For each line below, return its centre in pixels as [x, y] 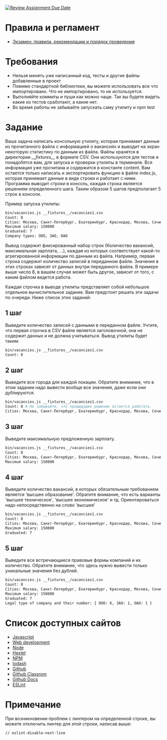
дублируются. [20, 393]
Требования [32, 62]
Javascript [23, 637]
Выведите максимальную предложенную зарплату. [60, 439]
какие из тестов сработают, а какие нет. [55, 102]
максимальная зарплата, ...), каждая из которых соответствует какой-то [83, 251]
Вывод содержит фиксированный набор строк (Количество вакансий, [80, 246]
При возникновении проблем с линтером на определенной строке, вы [80, 718]
